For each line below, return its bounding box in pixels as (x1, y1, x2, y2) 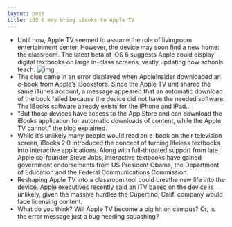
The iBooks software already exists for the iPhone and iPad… (17, 102, 192, 110)
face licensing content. (17, 197, 83, 206)
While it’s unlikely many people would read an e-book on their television (17, 131, 222, 139)
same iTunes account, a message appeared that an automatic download (17, 87, 223, 96)
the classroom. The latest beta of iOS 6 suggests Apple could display (17, 50, 215, 59)
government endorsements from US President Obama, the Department (17, 161, 220, 169)
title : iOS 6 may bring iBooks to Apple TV (7, 17, 135, 24)
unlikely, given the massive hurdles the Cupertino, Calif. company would (17, 190, 223, 198)
